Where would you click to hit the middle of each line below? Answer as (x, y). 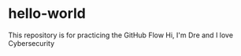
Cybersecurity (32, 43)
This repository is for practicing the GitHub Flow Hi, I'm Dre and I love (121, 35)
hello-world (47, 14)
